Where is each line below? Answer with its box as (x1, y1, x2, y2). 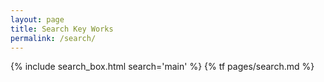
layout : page (10, 14, 65, 25)
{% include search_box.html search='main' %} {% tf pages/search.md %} (10, 61, 315, 73)
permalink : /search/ (10, 33, 97, 43)
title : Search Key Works (10, 24, 114, 34)
